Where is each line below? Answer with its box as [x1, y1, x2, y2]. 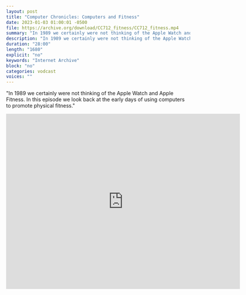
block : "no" [6, 63, 35, 69]
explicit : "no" [6, 52, 43, 58]
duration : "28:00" [6, 41, 51, 47]
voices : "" [6, 74, 33, 79]
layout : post [6, 8, 38, 15]
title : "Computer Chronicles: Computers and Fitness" [6, 14, 140, 20]
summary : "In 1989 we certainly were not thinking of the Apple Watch [6, 30, 182, 36]
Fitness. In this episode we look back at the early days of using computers [6, 96, 185, 103]
